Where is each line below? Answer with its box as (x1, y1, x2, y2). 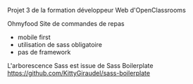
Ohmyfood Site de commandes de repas (7, 20, 125, 27)
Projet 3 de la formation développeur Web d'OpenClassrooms (7, 6, 187, 14)
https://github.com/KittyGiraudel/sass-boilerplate (7, 69, 150, 77)
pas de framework (17, 48, 71, 56)
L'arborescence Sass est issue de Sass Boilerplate (7, 62, 154, 69)
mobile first (17, 33, 51, 41)
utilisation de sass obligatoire (17, 41, 102, 48)
